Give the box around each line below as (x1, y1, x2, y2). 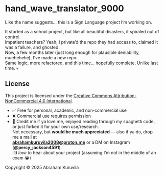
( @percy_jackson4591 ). (12, 144, 62, 150)
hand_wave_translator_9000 (5, 3, 124, 14)
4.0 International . (39, 98, 73, 103)
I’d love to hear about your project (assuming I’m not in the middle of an (12, 150, 157, 155)
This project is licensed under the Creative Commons (5, 93, 113, 99)
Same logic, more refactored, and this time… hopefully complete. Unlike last (5, 60, 158, 66)
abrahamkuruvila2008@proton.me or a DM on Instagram (12, 139, 130, 145)
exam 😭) (12, 155, 31, 161)
